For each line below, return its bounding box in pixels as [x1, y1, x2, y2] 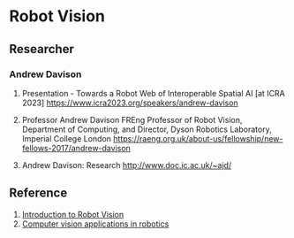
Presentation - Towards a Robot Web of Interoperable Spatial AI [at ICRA [21, 88, 285, 98]
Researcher [9, 42, 75, 57]
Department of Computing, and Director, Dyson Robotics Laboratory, [21, 124, 272, 134]
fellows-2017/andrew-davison [21, 142, 131, 153]
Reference [9, 186, 68, 201]
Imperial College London [21, 133, 112, 143]
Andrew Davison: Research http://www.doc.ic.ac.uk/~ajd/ [21, 159, 232, 170]
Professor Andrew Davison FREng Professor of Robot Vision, [21, 114, 243, 125]
